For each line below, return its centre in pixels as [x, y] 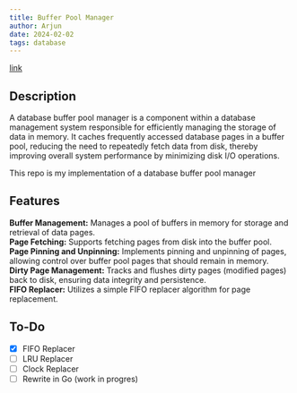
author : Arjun [36, 26]
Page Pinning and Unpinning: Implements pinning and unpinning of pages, [148, 251]
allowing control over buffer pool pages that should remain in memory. [139, 261]
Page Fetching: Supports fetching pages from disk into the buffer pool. [140, 242]
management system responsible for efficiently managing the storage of [143, 127]
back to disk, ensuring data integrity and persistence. [108, 279]
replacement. [34, 299]
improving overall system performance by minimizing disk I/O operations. [144, 156]
